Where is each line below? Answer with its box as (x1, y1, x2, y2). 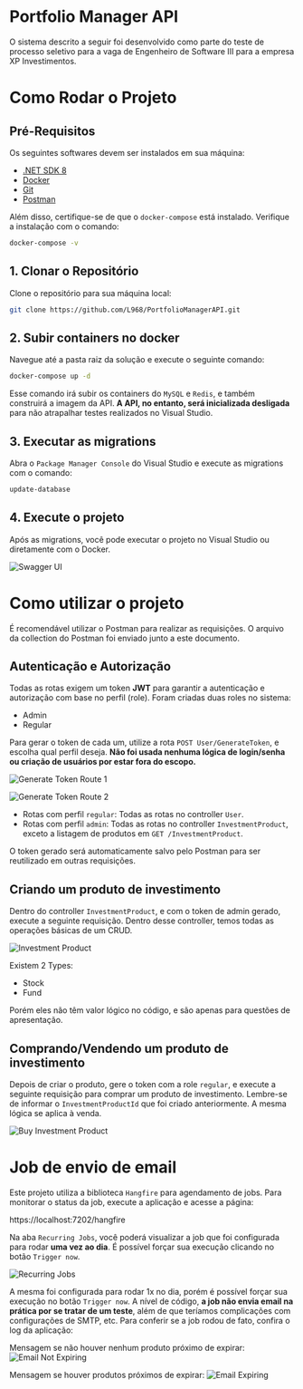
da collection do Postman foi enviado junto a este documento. (9, 632, 240, 643)
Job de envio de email (9, 1157, 177, 1178)
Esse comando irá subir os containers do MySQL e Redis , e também (9, 388, 255, 400)
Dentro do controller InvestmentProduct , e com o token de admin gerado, (9, 906, 281, 917)
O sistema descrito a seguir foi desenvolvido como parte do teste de (9, 36, 265, 47)
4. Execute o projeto (9, 510, 125, 526)
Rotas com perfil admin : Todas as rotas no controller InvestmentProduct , (22, 818, 289, 830)
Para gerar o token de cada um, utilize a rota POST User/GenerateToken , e (9, 737, 279, 748)
